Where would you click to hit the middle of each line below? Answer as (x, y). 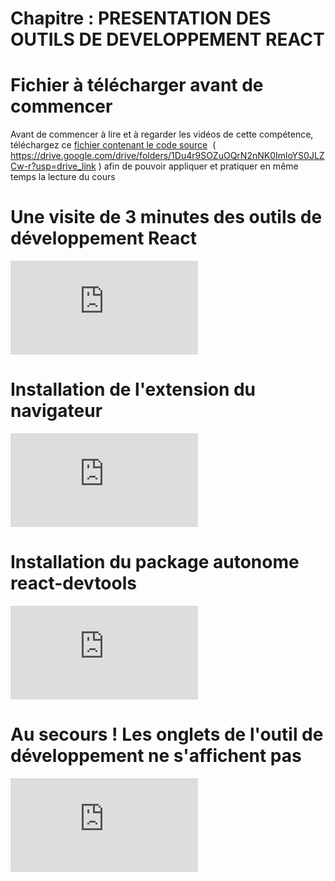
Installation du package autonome (155, 562)
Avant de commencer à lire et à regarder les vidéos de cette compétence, (162, 134)
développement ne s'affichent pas (156, 756)
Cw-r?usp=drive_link (53, 166)
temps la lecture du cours (63, 177)
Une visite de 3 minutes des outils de (166, 217)
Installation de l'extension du (133, 389)
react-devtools (73, 583)
